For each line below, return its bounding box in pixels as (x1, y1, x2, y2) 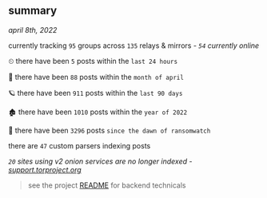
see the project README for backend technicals (27, 180, 186, 190)
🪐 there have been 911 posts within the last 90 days (8, 88, 183, 97)
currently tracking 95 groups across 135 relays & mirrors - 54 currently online (8, 41, 260, 50)
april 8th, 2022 (8, 25, 58, 34)
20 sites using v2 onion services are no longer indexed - (8, 156, 193, 166)
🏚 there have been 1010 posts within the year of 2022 (8, 107, 188, 117)
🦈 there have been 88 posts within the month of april (8, 72, 184, 81)
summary (8, 4, 58, 18)
